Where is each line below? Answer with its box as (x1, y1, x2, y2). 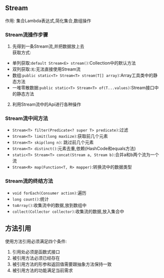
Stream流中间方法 (5, 115, 48, 122)
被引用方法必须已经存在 (12, 255, 60, 261)
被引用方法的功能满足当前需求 (12, 267, 73, 273)
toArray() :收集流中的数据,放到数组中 (12, 202, 87, 208)
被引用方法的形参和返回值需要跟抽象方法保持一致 (12, 261, 112, 267)
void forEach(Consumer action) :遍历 (12, 190, 87, 196)
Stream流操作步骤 (5, 31, 48, 38)
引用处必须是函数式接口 (12, 249, 60, 255)
